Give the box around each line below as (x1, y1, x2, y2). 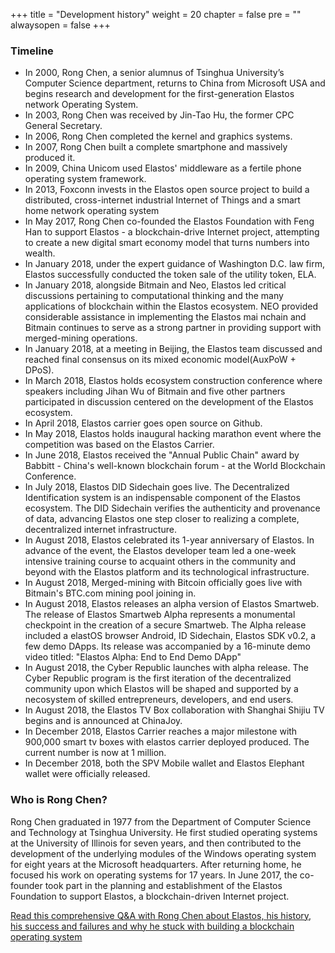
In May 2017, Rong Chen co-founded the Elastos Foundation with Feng (24, 215, 315, 228)
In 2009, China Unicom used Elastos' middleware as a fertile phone (24, 162, 302, 174)
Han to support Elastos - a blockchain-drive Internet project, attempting (24, 226, 320, 238)
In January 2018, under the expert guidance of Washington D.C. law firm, (24, 258, 325, 270)
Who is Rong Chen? (10, 793, 108, 807)
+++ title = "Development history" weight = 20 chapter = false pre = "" (10, 9, 302, 20)
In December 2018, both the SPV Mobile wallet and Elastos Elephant (24, 757, 305, 769)
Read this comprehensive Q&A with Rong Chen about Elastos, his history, (10, 909, 312, 921)
